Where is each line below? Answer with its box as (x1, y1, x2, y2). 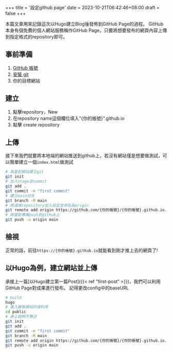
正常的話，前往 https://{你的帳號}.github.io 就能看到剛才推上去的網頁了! (5, 247, 158, 253)
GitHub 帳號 (12, 65, 39, 71)
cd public (5, 309, 27, 314)
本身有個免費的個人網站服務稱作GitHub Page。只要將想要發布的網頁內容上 (5, 27, 163, 33)
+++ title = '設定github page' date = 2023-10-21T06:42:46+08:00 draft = (5, 5, 160, 10)
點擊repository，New (12, 108, 58, 115)
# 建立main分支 (5, 193, 35, 198)
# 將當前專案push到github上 (5, 212, 60, 217)
